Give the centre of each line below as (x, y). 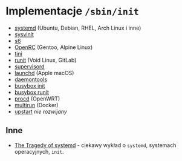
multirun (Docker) (36, 105)
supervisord (29, 66)
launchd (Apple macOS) (44, 73)
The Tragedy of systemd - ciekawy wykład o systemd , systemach (95, 145)
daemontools (31, 79)
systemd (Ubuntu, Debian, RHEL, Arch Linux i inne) (78, 28)
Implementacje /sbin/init (73, 11)
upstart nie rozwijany (41, 111)
